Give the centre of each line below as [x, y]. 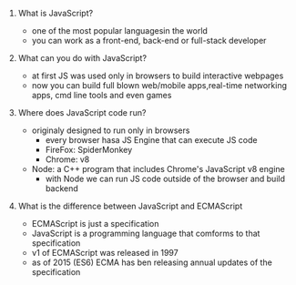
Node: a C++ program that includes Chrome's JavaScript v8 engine [158, 169]
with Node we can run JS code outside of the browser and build [165, 178]
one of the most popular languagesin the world [119, 31]
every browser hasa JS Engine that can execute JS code [151, 140]
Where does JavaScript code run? [82, 112]
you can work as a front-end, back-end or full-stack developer [149, 41]
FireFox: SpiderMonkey [89, 150]
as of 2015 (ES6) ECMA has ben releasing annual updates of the [152, 262]
